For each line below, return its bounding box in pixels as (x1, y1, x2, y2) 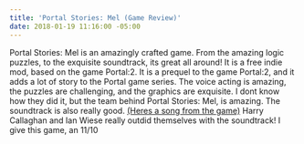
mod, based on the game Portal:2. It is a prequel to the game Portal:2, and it (9, 66, 295, 77)
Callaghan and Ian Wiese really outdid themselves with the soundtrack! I (9, 115, 281, 126)
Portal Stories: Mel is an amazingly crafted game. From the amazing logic (9, 46, 285, 57)
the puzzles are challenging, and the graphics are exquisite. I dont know (9, 86, 280, 97)
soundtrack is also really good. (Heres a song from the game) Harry (9, 105, 265, 116)
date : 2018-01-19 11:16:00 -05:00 (9, 22, 142, 31)
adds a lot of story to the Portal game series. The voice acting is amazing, (9, 76, 287, 87)
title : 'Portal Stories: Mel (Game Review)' (9, 13, 182, 23)
